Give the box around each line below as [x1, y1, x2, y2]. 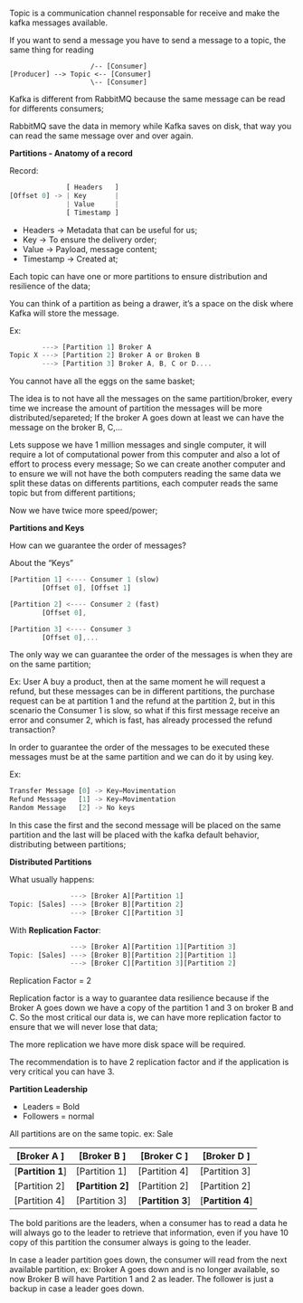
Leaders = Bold [22, 1101, 80, 1112]
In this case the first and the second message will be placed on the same [9, 820, 281, 830]
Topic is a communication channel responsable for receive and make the [9, 8, 280, 18]
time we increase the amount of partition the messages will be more [9, 402, 262, 414]
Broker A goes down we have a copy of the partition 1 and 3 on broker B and [9, 1003, 294, 1014]
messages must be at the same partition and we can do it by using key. [9, 751, 274, 762]
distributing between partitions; [9, 839, 127, 849]
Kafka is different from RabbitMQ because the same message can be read [9, 94, 286, 104]
